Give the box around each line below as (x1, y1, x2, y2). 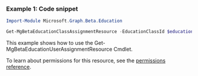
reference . (6, 64, 31, 71)
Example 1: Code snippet (6, 5, 78, 13)
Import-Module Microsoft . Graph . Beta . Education (6, 18, 123, 24)
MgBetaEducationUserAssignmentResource (6, 46, 113, 53)
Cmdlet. (113, 46, 133, 53)
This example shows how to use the (6, 39, 93, 47)
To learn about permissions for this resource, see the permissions (6, 57, 166, 64)
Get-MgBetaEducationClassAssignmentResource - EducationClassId (6, 29, 165, 35)
